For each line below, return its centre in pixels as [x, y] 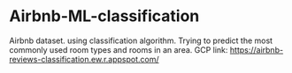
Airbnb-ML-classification [104, 16]
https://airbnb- [257, 49]
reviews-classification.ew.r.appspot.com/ [84, 59]
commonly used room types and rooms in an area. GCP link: [119, 49]
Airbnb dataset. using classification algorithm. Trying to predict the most [141, 40]
